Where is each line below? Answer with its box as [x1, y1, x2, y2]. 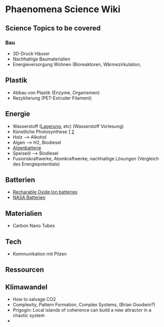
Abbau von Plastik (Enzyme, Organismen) [12, 89, 100, 95]
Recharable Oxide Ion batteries [12, 189, 78, 195]
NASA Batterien [12, 194, 46, 201]
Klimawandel [5, 283, 48, 291]
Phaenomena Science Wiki [5, 4, 121, 15]
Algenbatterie [12, 145, 42, 151]
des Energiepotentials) [12, 161, 60, 167]
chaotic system [12, 312, 45, 318]
